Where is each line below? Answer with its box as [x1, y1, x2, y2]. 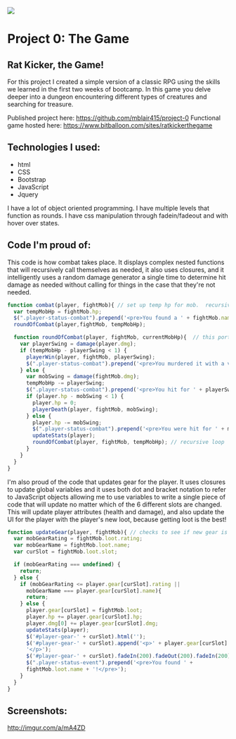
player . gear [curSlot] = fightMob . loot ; [25, 607, 143, 614]
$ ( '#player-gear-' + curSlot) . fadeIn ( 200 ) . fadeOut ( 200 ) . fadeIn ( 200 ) [25, 652, 231, 660]
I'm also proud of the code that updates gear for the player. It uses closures [7, 478, 226, 486]
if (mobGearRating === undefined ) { [13, 561, 121, 568]
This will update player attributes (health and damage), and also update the [7, 507, 225, 516]
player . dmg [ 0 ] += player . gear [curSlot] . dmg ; [25, 620, 159, 627]
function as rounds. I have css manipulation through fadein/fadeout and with [7, 211, 228, 220]
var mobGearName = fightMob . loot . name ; [13, 542, 131, 549]
